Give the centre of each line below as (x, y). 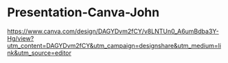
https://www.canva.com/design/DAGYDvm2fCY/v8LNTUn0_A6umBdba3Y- (113, 31)
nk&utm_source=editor (39, 53)
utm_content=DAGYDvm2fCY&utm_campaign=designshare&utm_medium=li (114, 45)
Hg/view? (21, 38)
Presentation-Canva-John (83, 13)
